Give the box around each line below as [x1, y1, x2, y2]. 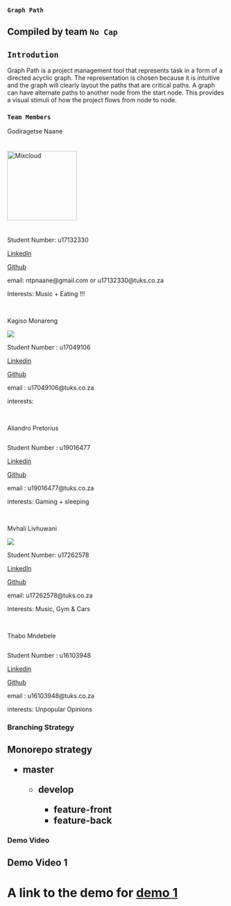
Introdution [7, 49, 59, 60]
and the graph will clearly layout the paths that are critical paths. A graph [7, 81, 215, 90]
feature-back [53, 815, 112, 827]
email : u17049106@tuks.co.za [7, 383, 94, 391]
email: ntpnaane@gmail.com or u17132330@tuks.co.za [7, 276, 164, 284]
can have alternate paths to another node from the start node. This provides [7, 88, 224, 97]
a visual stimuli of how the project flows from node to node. [7, 96, 177, 104]
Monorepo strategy [7, 744, 92, 756]
